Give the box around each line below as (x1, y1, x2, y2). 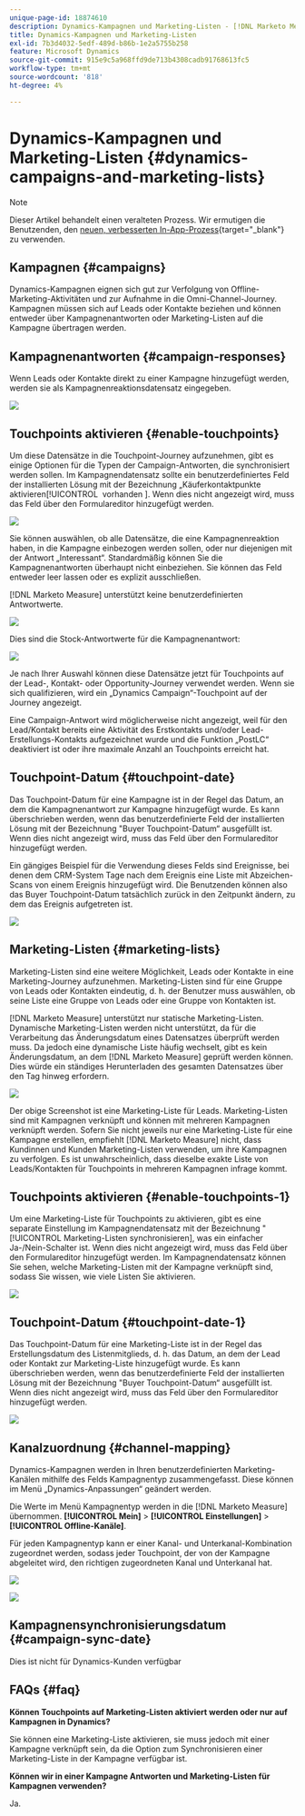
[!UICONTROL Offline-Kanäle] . (9, 1521, 127, 1532)
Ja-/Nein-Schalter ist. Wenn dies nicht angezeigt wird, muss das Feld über (9, 1242, 289, 1254)
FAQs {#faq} (9, 1682, 81, 1698)
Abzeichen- (249, 869, 293, 880)
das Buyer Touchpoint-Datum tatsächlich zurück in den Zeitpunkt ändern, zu (9, 888, 296, 899)
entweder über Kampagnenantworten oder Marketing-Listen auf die (9, 313, 263, 323)
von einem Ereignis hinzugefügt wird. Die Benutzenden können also (34, 878, 288, 890)
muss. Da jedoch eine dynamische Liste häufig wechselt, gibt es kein (9, 1041, 268, 1052)
